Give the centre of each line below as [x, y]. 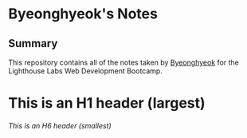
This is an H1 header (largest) [107, 103]
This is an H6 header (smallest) [60, 125]
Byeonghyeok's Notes [83, 14]
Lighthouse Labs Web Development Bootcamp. [86, 71]
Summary [33, 43]
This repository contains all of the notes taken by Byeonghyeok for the [123, 62]
